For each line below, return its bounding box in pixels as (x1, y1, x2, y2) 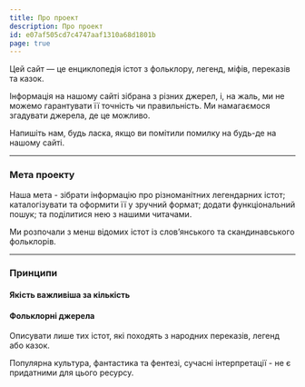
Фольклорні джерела (9, 310, 95, 321)
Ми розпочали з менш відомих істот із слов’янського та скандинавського (9, 226, 295, 237)
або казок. (9, 340, 50, 351)
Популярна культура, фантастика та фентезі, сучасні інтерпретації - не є (9, 358, 291, 369)
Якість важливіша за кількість (9, 290, 131, 301)
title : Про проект (9, 13, 79, 23)
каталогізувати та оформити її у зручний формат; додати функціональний (9, 199, 296, 210)
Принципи (9, 267, 58, 280)
